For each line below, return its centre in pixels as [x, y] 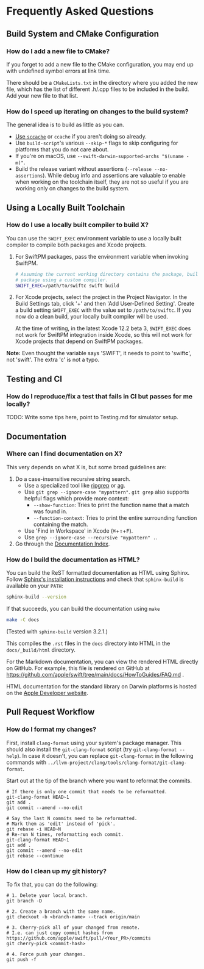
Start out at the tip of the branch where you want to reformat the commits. [99, 780]
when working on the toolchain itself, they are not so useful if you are [102, 182]
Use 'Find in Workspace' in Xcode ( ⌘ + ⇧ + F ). [79, 531]
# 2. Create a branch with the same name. [61, 911]
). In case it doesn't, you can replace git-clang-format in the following [105, 755]
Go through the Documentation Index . [62, 544]
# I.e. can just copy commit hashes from [60, 933]
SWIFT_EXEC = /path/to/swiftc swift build [67, 286]
